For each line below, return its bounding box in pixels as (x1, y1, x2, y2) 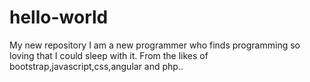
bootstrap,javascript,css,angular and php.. (9, 60, 184, 72)
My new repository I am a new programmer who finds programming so (9, 39, 301, 51)
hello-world (9, 6, 109, 29)
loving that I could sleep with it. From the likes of (9, 49, 209, 61)
